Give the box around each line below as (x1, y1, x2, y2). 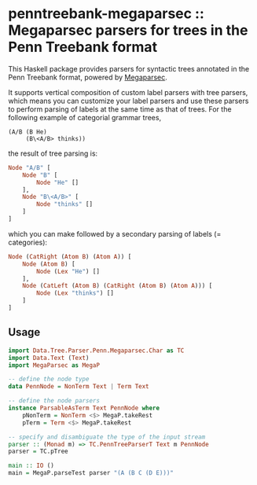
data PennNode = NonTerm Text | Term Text (8, 383, 149, 391)
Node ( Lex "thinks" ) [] (36, 289, 114, 297)
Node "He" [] (36, 178, 79, 186)
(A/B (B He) (8, 127, 47, 136)
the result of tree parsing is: (8, 149, 98, 158)
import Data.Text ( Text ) (8, 354, 90, 362)
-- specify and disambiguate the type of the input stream (8, 433, 206, 441)
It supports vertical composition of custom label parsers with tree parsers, (8, 87, 248, 97)
